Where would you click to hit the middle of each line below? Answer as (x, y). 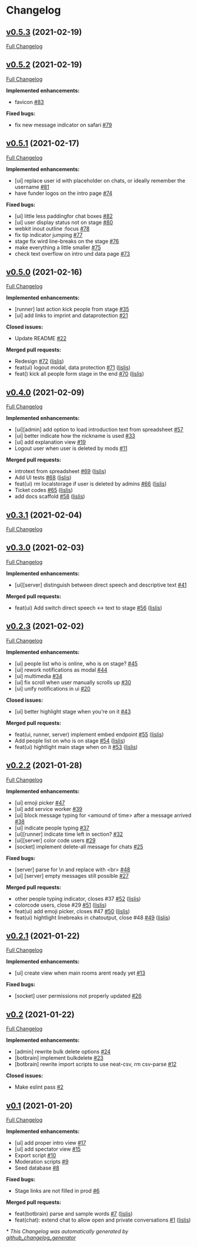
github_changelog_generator (41, 1238)
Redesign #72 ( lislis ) (39, 362)
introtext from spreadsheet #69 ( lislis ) (60, 471)
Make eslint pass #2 (39, 1087)
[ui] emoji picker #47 (40, 802)
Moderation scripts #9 (41, 1161)
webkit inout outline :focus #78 (52, 229)
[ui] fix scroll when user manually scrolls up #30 (73, 682)
